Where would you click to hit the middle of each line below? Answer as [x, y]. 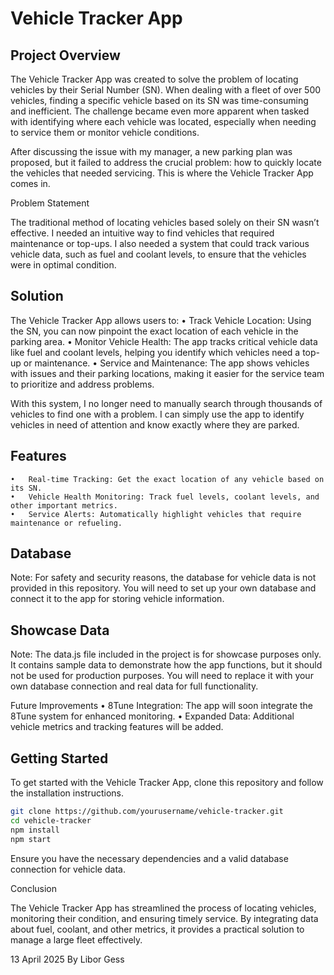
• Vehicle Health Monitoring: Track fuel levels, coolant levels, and [165, 497]
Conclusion [34, 888]
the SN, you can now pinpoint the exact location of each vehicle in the [154, 331]
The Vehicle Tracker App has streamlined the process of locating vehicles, [163, 908]
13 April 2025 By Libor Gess [67, 959]
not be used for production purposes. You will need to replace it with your [162, 676]
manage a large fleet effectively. [76, 939]
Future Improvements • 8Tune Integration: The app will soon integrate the [161, 706]
